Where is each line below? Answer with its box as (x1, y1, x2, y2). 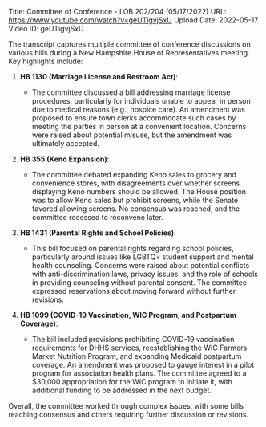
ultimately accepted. (31, 139, 100, 148)
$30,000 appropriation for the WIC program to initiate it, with (31, 377, 232, 386)
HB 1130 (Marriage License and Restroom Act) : (19, 72, 179, 81)
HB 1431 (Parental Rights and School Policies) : (19, 228, 176, 238)
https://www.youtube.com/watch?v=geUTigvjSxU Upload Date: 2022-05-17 (8, 15, 259, 25)
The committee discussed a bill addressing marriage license (31, 87, 231, 97)
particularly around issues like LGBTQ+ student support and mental (31, 252, 254, 262)
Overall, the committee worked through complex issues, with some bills (8, 401, 244, 410)
